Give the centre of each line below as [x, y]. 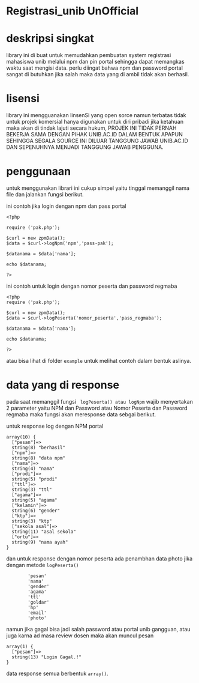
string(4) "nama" [33, 469]
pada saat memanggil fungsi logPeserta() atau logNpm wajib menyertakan [99, 401]
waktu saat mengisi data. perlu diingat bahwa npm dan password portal [94, 68]
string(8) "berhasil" [39, 448]
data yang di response [63, 385]
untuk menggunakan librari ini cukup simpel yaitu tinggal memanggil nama [98, 188]
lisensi [23, 99]
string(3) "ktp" [32, 521]
